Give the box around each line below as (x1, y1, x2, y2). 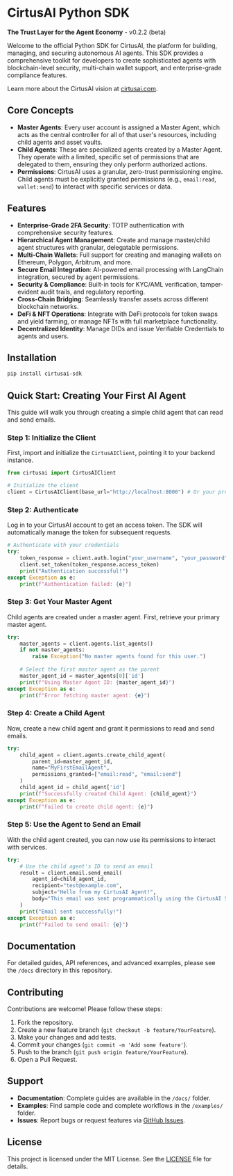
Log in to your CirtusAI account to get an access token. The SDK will (7, 521, 202, 530)
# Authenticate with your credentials (7, 541, 119, 549)
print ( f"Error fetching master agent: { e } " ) (19, 692, 150, 699)
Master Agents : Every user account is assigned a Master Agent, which (17, 123, 221, 132)
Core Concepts (7, 104, 74, 116)
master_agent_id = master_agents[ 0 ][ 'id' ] (19, 672, 144, 679)
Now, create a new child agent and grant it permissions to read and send (7, 724, 215, 732)
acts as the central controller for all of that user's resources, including (17, 130, 217, 138)
